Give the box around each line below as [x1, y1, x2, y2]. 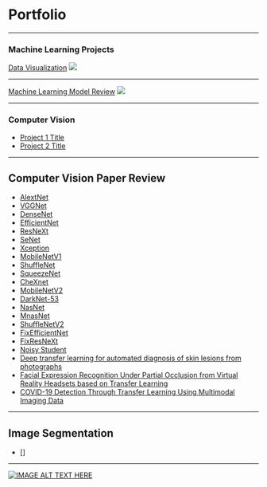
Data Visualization [8, 63, 68, 73]
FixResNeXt [19, 336, 58, 346]
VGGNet [19, 201, 48, 210]
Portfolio [8, 6, 67, 24]
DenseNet [19, 210, 53, 219]
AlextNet [19, 193, 49, 202]
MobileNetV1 [19, 252, 62, 261]
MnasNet [19, 311, 50, 320]
